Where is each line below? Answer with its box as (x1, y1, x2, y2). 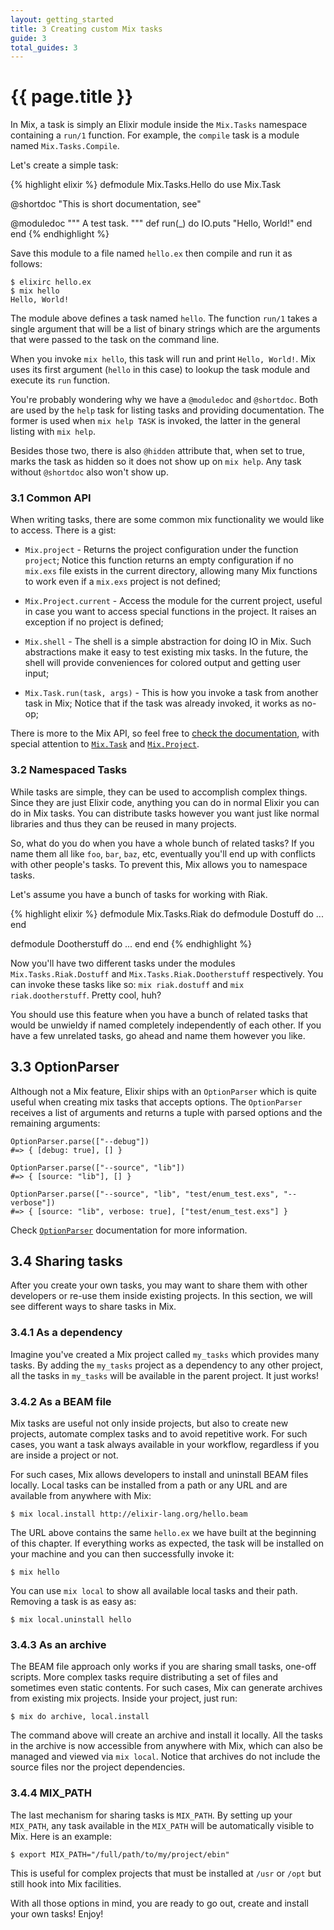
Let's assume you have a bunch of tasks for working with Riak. (10, 888, 268, 900)
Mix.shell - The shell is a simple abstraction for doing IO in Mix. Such (24, 636, 312, 648)
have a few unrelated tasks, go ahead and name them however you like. (10, 1029, 306, 1041)
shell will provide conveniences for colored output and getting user (24, 657, 302, 669)
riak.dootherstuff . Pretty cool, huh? (10, 989, 162, 1001)
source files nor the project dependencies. (10, 1761, 186, 1773)
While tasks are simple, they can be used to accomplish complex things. (10, 786, 308, 798)
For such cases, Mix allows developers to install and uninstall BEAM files (10, 1469, 309, 1480)
